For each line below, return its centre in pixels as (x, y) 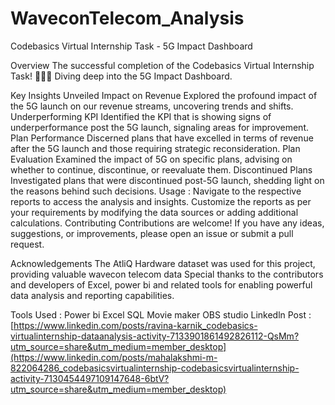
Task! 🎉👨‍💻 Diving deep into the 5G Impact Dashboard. (121, 76)
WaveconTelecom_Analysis (127, 18)
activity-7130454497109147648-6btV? (90, 378)
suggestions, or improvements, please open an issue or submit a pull (152, 233)
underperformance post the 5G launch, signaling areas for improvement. (160, 127)
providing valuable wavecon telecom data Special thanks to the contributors (167, 274)
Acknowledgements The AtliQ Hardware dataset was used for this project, (163, 263)
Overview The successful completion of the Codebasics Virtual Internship (162, 65)
